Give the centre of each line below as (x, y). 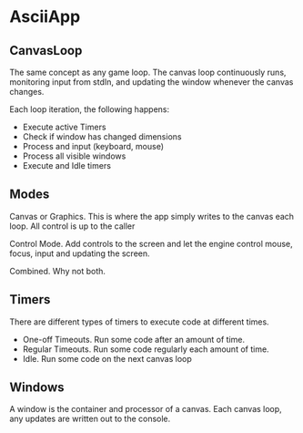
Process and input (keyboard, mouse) (93, 146)
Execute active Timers (64, 127)
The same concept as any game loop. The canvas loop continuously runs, (148, 72)
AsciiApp (45, 17)
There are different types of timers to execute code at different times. (140, 322)
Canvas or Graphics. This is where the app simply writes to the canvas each (151, 216)
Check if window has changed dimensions (102, 137)
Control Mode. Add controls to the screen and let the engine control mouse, (151, 243)
